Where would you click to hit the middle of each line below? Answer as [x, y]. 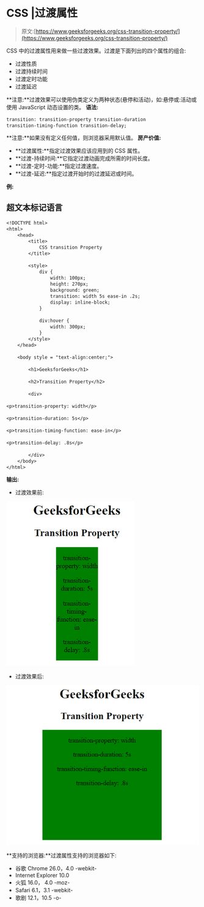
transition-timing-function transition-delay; [67, 126]
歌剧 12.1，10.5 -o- [38, 898]
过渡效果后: [29, 676]
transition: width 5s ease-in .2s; [95, 296]
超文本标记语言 [35, 208]
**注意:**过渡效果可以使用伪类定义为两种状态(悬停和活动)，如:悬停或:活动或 [102, 100]
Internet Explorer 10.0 [42, 875]
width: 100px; [68, 278]
